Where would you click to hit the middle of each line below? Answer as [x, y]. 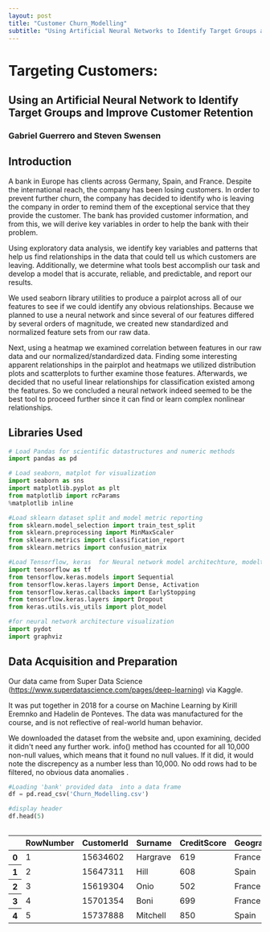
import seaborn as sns [46, 481]
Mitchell [151, 915]
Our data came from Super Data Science [76, 681]
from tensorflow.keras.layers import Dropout [86, 600]
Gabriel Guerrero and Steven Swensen [85, 135]
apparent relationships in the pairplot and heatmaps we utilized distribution [132, 365]
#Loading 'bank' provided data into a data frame [95, 787]
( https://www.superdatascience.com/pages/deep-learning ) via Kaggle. [126, 690]
